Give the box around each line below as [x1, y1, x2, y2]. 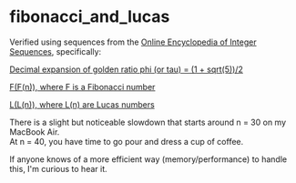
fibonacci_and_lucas [9, 6, 170, 27]
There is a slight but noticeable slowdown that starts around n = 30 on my [9, 117, 287, 127]
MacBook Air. [9, 126, 60, 137]
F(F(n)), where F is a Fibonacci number [9, 81, 156, 92]
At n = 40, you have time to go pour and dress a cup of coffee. [9, 136, 244, 147]
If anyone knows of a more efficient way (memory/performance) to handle [9, 153, 288, 165]
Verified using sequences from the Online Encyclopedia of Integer [9, 36, 257, 47]
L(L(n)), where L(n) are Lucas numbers [9, 98, 155, 110]
